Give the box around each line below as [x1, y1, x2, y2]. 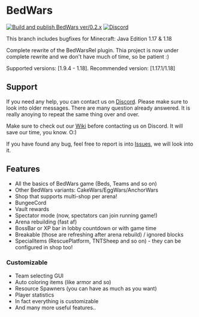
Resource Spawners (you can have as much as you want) [14, 285, 157, 292]
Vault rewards [14, 205, 50, 213]
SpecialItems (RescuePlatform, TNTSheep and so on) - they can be [14, 237, 182, 244]
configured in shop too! [14, 243, 73, 250]
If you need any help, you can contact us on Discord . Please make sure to [6, 98, 188, 105]
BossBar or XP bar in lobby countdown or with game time [14, 224, 157, 231]
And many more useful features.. [14, 304, 97, 311]
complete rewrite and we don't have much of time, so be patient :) [6, 53, 170, 60]
